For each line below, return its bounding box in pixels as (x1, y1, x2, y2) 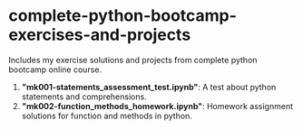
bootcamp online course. (8, 64, 102, 75)
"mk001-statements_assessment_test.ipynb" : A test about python (21, 81, 277, 92)
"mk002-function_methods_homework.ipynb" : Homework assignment (21, 100, 294, 111)
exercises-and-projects (8, 24, 191, 45)
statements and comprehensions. (21, 91, 147, 102)
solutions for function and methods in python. (21, 110, 192, 121)
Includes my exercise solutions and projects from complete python (8, 54, 258, 65)
